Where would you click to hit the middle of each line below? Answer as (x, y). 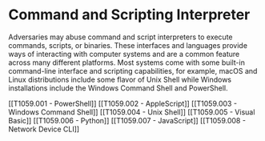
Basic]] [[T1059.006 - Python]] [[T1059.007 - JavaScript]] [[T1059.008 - (127, 120)
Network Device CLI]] (44, 129)
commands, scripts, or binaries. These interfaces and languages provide (128, 45)
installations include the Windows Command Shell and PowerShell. (118, 88)
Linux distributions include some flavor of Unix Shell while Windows (120, 79)
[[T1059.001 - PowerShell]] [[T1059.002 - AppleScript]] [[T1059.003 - (123, 103)
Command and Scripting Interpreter (129, 15)
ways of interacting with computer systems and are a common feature (124, 54)
